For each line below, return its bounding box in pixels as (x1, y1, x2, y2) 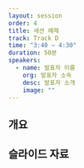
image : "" (22, 86, 56, 94)
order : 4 (8, 19, 38, 27)
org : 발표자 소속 (22, 71, 72, 79)
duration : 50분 (8, 49, 58, 57)
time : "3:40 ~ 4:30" (8, 42, 78, 50)
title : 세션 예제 (8, 26, 60, 34)
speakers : (8, 57, 42, 65)
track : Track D (8, 34, 59, 42)
